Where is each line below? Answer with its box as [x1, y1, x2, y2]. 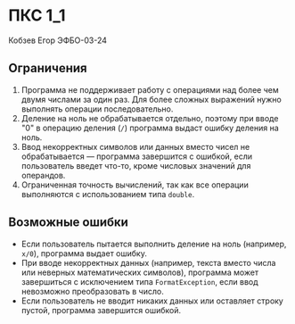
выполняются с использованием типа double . [20, 188, 195, 199]
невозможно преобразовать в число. [20, 286, 164, 296]
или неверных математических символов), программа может [20, 267, 259, 278]
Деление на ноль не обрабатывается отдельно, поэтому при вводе [20, 112, 279, 123]
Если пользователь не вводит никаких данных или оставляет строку [20, 295, 284, 306]
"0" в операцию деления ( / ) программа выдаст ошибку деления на [20, 122, 280, 133]
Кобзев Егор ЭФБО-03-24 [8, 35, 108, 46]
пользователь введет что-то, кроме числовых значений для [20, 160, 251, 170]
